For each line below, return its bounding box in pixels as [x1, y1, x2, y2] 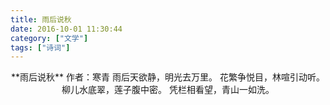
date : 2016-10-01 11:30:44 [10, 24, 123, 34]
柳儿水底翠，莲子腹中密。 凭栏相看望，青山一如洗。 [61, 84, 275, 96]
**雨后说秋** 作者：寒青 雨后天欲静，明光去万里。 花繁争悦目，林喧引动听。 [11, 71, 325, 83]
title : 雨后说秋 [10, 14, 72, 25]
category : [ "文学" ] [10, 33, 89, 43]
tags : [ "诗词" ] [10, 42, 71, 53]
